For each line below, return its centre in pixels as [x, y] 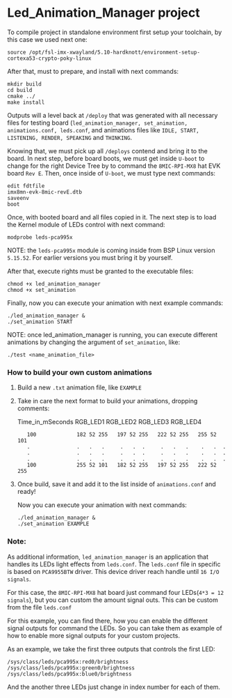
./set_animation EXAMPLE [53, 524]
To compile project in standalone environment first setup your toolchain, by [115, 32]
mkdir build [24, 84]
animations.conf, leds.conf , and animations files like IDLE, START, [103, 130]
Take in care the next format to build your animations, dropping [107, 401]
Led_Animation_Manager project [103, 13]
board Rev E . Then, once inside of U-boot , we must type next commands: [111, 173]
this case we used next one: [48, 39]
